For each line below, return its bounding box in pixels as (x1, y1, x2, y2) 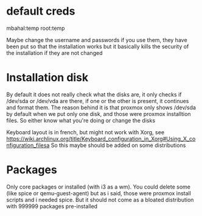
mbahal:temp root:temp (6, 24, 65, 32)
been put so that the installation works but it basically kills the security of (6, 43, 189, 50)
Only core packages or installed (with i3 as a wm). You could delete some (6, 183, 190, 190)
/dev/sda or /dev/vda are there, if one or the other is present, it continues (6, 97, 189, 104)
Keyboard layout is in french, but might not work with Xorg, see (6, 128, 165, 135)
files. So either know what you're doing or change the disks (6, 117, 156, 124)
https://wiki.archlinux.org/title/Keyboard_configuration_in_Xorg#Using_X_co (6, 135, 196, 142)
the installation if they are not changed (6, 49, 103, 56)
